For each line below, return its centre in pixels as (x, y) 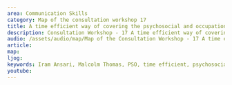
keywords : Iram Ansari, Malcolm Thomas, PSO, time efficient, (98, 64)
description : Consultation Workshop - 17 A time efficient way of (105, 33)
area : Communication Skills (48, 13)
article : (20, 45)
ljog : (15, 58)
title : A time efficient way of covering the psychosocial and (100, 26)
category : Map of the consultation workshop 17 (77, 20)
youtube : (20, 71)
